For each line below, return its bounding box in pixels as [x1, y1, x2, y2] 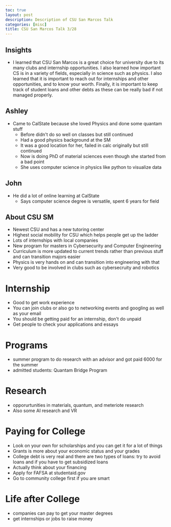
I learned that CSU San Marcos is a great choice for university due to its [12, 59, 164, 65]
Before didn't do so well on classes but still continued [20, 131, 133, 138]
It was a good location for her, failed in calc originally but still [20, 142, 148, 148]
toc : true [5, 7, 27, 13]
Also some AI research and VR [12, 407, 77, 414]
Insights [5, 46, 32, 54]
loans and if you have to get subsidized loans [12, 459, 109, 465]
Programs [5, 339, 48, 351]
